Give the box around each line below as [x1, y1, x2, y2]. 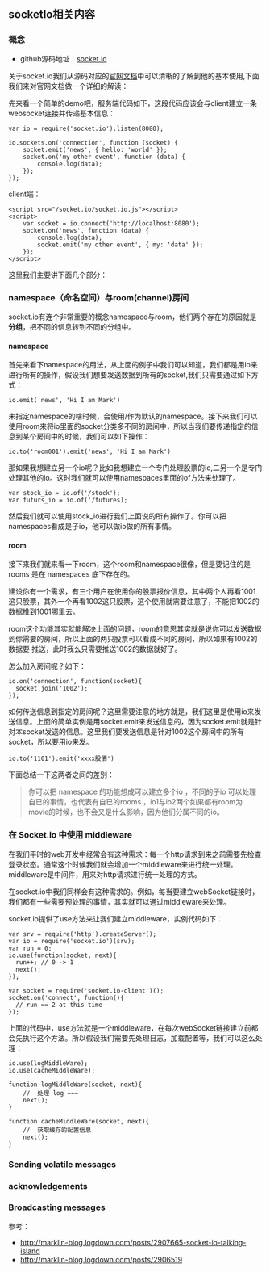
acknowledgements [8, 1180, 88, 1191]
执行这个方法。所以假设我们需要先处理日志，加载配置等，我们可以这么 [22, 1033, 255, 1043]
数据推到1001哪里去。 [8, 607, 81, 616]
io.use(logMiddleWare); [8, 1059, 89, 1068]
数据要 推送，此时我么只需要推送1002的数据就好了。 [8, 644, 182, 654]
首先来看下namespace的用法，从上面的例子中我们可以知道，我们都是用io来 [8, 360, 258, 370]
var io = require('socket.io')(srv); [8, 937, 135, 945]
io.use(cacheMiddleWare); [8, 1066, 95, 1074]
